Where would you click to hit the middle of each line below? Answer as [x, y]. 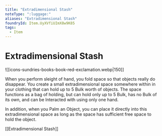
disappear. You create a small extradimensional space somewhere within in [80, 84]
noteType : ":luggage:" [28, 14]
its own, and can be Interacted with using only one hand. [62, 100]
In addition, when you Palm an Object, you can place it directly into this [76, 109]
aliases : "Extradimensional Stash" [41, 18]
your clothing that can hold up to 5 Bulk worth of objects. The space [73, 89]
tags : [10, 28]
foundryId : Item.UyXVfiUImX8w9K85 [40, 23]
